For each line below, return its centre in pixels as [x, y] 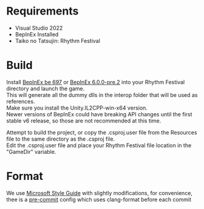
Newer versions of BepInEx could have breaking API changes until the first [99, 114]
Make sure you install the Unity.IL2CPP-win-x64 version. [77, 108]
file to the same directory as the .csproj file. [61, 139]
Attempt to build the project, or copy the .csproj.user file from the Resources [102, 132]
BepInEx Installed [37, 34]
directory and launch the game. [46, 88]
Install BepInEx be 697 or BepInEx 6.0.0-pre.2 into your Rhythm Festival [96, 82]
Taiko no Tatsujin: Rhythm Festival [57, 41]
